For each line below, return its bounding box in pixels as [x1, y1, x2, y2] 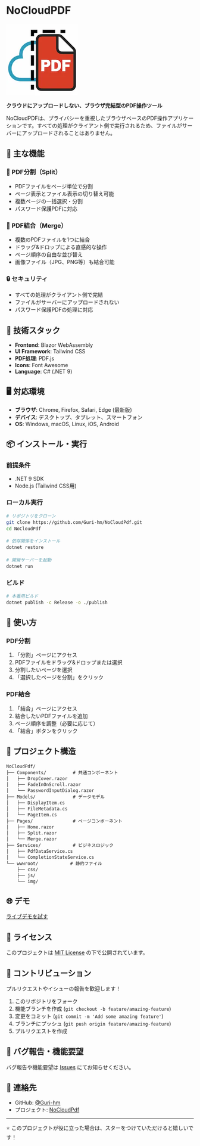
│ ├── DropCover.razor [6, 775, 68, 781]
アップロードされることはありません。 [21, 129, 116, 136]
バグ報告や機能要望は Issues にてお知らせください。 [6, 1063, 135, 1070]
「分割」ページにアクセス [14, 651, 77, 659]
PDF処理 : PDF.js [14, 355, 55, 362]
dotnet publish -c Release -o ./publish [6, 600, 108, 605]
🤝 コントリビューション [6, 968, 92, 978]
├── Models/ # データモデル [6, 794, 105, 800]
